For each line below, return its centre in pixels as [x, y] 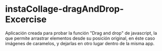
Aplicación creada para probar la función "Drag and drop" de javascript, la [81, 33]
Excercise [26, 19]
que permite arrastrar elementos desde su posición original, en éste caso [80, 38]
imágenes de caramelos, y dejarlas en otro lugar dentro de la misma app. [80, 43]
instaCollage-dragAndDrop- [65, 9]
